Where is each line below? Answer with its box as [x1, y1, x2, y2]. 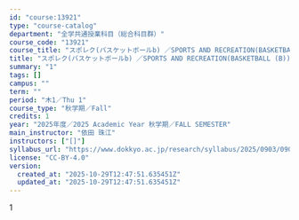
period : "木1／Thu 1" [9, 95, 87, 105]
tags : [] [9, 71, 42, 80]
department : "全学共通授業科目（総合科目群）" [9, 29, 165, 38]
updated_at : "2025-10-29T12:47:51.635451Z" [17, 178, 181, 187]
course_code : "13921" [9, 37, 90, 47]
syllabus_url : [9, 145, 62, 153]
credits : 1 [9, 112, 50, 121]
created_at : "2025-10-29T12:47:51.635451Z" [17, 169, 181, 178]
